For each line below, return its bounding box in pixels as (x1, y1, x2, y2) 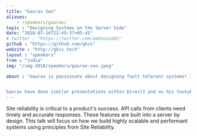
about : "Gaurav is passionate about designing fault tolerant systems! (6, 74, 188, 79)
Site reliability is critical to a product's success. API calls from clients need (6, 105, 186, 112)
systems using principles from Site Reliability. (6, 124, 116, 131)
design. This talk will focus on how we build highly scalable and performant (6, 117, 188, 124)
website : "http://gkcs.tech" (6, 47, 80, 53)
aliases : (6, 14, 28, 20)
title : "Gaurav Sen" (6, 8, 57, 15)
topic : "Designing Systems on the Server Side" (6, 25, 127, 31)
